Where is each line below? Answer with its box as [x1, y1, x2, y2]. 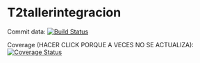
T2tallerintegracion [7, 5, 122, 21]
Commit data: [7, 27, 47, 36]
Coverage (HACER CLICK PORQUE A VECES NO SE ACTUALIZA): [7, 40, 194, 49]
